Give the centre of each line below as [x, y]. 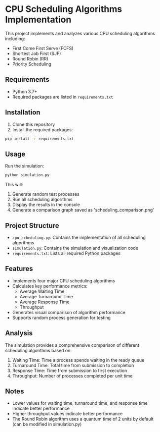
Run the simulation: [25, 166]
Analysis [19, 333]
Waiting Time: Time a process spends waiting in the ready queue [78, 360]
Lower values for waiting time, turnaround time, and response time [80, 403]
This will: [14, 185]
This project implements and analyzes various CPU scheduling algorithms [80, 33]
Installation [23, 112]
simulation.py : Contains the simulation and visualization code [75, 248]
